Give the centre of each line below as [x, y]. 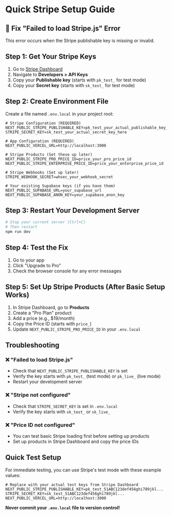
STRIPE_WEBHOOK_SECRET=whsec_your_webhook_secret [59, 177]
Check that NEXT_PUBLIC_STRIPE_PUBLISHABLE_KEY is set [70, 371]
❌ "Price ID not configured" [40, 425]
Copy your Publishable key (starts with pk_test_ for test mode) [79, 80]
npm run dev [18, 232]
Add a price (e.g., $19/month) [44, 318]
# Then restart [21, 227]
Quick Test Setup [33, 457]
